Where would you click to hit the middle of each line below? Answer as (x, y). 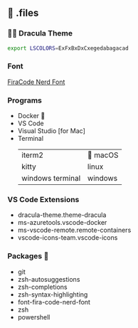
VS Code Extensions (43, 200)
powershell (34, 317)
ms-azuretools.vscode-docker (62, 223)
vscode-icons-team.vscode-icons (68, 238)
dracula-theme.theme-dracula (62, 215)
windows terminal (51, 179)
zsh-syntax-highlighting (53, 294)
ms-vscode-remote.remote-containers (74, 230)
